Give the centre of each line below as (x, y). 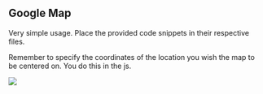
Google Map (40, 13)
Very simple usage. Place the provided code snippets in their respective (129, 32)
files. (17, 41)
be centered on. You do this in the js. (70, 66)
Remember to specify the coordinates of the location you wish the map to (131, 57)
